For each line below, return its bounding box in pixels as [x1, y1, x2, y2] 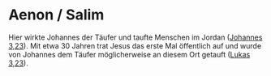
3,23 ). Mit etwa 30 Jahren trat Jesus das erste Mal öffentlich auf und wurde [8, 40, 262, 50]
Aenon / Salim [8, 6, 105, 24]
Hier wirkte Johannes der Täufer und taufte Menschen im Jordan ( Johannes [8, 32, 263, 42]
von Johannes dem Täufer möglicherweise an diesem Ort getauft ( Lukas [8, 49, 251, 59]
